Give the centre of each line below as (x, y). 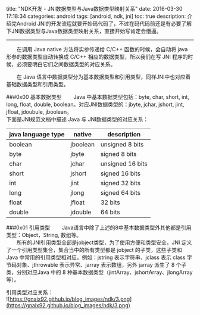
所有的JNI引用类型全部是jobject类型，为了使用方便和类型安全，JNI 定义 (104, 242)
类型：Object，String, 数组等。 (44, 235)
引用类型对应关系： (30, 292)
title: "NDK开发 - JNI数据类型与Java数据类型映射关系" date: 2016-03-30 (94, 9)
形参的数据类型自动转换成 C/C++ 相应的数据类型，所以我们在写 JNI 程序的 (97, 57)
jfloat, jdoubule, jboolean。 (39, 112)
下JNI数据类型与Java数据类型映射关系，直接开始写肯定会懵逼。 (84, 31)
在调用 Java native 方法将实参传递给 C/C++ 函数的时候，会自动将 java (102, 49)
